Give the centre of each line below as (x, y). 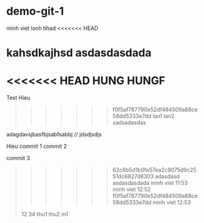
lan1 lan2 (164, 116)
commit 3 (18, 158)
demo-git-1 (35, 11)
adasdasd (167, 177)
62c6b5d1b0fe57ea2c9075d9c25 (155, 170)
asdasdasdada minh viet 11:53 (150, 183)
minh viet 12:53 (172, 202)
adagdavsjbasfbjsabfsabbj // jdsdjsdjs (54, 134)
